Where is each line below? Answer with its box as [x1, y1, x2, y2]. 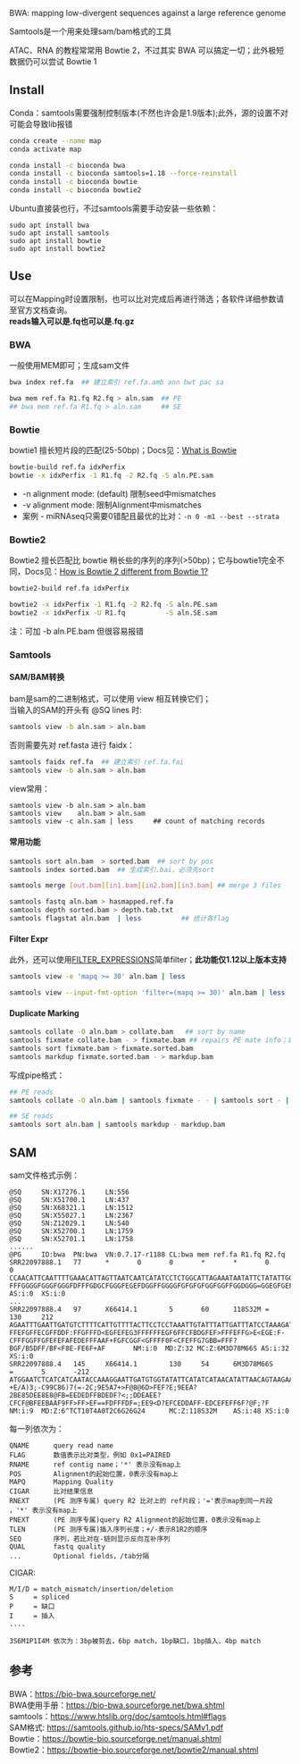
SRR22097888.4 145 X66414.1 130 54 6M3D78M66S [9, 1359, 274, 1368]
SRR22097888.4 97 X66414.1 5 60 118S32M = [9, 1305, 270, 1314]
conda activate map [9, 145, 82, 154]
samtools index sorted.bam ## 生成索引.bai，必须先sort [9, 865, 215, 874]
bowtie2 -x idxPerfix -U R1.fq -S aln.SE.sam [9, 608, 218, 617]
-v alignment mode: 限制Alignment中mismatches [21, 500, 203, 510]
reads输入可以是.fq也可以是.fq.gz [9, 315, 135, 326]
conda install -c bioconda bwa [9, 161, 126, 170]
